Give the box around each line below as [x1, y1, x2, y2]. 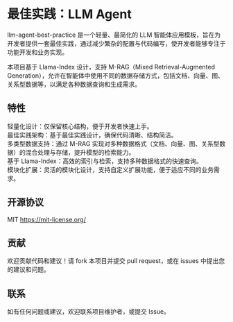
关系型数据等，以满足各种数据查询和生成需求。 [7, 80, 141, 88]
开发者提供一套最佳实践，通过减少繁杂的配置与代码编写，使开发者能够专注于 [7, 39, 226, 47]
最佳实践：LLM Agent [7, 6, 132, 22]
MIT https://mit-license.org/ [7, 215, 87, 223]
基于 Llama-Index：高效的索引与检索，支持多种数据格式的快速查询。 [7, 157, 202, 165]
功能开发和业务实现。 [7, 48, 68, 56]
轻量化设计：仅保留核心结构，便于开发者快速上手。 [7, 122, 153, 130]
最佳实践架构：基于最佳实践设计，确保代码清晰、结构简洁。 [7, 130, 178, 139]
